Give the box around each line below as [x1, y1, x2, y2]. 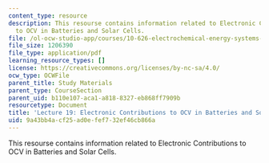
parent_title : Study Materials [8, 79, 113, 87]
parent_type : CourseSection [8, 86, 102, 95]
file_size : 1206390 [8, 42, 74, 50]
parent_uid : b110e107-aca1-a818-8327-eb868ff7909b [8, 94, 181, 102]
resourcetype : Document [8, 101, 88, 109]
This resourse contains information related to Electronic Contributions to [8, 138, 247, 148]
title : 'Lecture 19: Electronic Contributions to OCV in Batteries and [8, 109, 252, 117]
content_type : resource [8, 11, 88, 20]
